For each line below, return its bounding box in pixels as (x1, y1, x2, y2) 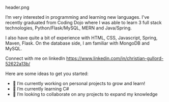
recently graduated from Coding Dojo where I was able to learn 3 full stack (5, 20, 162, 25)
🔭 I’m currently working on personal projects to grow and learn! (12, 81, 146, 86)
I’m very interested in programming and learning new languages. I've (5, 14, 150, 20)
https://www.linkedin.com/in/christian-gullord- (66, 55, 164, 61)
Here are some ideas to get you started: (5, 71, 89, 77)
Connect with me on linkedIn (5, 55, 65, 61)
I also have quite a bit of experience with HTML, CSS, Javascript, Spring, (5, 35, 158, 41)
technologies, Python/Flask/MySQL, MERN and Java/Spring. (5, 25, 132, 31)
